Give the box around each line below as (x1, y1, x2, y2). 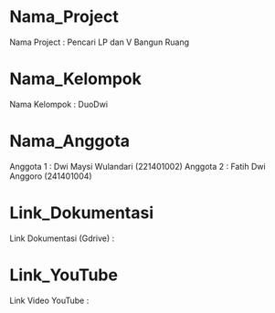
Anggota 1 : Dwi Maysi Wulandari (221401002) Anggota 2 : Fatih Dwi (9, 161, 267, 172)
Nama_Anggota (9, 130, 131, 151)
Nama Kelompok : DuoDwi (9, 99, 108, 110)
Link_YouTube (9, 265, 119, 285)
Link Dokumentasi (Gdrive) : (9, 233, 115, 244)
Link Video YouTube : (9, 295, 90, 306)
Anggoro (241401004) (9, 171, 93, 182)
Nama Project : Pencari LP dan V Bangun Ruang (9, 37, 190, 47)
